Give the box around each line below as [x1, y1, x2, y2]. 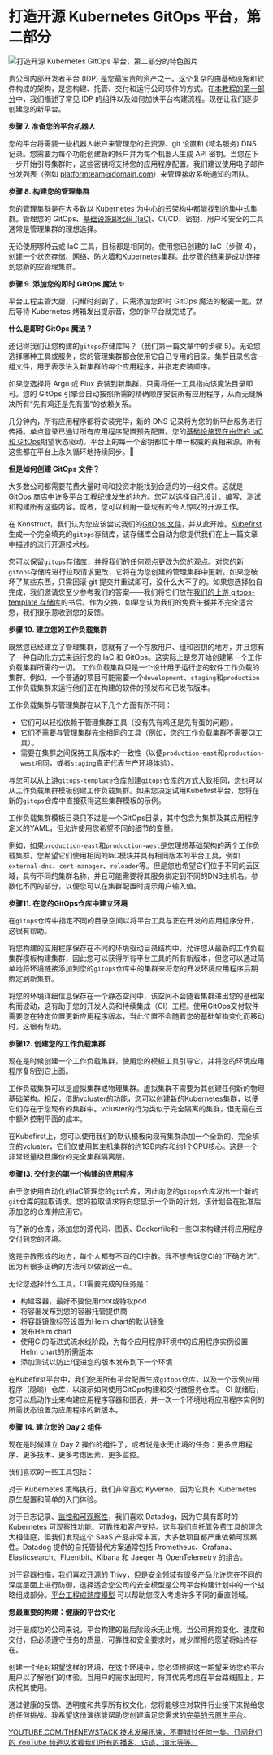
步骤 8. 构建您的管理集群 [8, 186, 90, 196]
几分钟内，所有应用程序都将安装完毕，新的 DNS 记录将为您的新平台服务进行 [8, 416, 262, 426]
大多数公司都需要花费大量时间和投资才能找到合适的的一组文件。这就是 [8, 481, 244, 491]
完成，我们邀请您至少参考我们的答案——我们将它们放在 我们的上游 [8, 587, 229, 596]
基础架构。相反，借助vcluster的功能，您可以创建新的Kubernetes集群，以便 [8, 1094, 259, 1103]
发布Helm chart [19, 1326, 72, 1336]
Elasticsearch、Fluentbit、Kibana [8, 1552, 120, 1562]
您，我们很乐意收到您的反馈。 [8, 607, 108, 617]
